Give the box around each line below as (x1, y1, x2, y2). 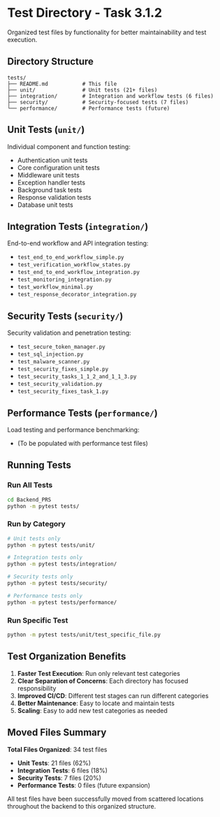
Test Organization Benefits (7, 651, 126, 663)
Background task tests (17, 185, 82, 194)
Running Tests (7, 459, 71, 471)
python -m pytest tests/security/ (7, 580, 108, 587)
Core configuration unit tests (17, 163, 100, 172)
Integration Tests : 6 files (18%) (17, 766, 108, 774)
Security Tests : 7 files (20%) (17, 774, 101, 782)
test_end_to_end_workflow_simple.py (17, 254, 124, 261)
